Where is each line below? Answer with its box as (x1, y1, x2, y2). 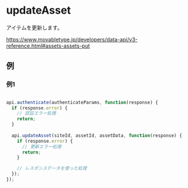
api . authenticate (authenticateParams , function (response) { (6, 99, 159, 105)
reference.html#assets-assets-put (6, 42, 90, 49)
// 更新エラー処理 (21, 143, 61, 149)
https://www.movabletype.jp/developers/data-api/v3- (6, 36, 138, 43)
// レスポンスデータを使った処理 (17, 165, 87, 171)
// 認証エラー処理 (17, 111, 57, 117)
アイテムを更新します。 (6, 24, 63, 31)
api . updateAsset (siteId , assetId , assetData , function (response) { (11, 132, 183, 139)
